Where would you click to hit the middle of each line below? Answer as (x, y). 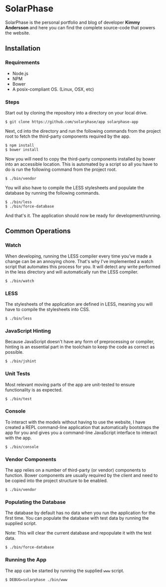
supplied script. (21, 524)
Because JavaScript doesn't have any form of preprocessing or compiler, (80, 342)
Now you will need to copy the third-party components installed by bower (80, 159)
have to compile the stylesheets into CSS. (48, 309)
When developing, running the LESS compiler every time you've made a (79, 256)
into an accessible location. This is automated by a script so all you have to (82, 164)
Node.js (20, 73)
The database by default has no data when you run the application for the (80, 513)
